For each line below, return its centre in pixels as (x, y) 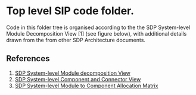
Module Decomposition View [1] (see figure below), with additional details (97, 33)
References (28, 58)
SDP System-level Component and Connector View (78, 79)
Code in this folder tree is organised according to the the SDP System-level (98, 27)
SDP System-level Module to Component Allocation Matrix (86, 85)
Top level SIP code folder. (70, 11)
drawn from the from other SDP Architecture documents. (76, 40)
